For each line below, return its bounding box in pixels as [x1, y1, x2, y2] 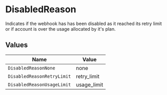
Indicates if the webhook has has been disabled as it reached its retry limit [5, 20, 162, 27]
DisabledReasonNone [8, 65, 55, 71]
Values [5, 41, 28, 50]
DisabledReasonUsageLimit [8, 82, 71, 87]
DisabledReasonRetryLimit [8, 73, 71, 79]
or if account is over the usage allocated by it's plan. [5, 26, 116, 32]
